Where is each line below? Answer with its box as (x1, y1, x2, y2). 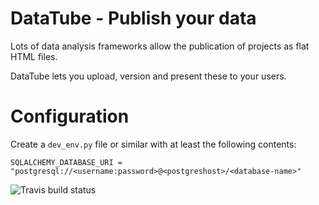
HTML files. (10, 50, 58, 62)
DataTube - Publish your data (10, 7, 257, 30)
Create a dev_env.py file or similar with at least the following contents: (10, 138, 297, 150)
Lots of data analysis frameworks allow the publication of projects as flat (10, 40, 310, 52)
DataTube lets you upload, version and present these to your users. (10, 70, 287, 82)
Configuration (10, 105, 130, 128)
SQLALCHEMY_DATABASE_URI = (10, 157, 123, 167)
